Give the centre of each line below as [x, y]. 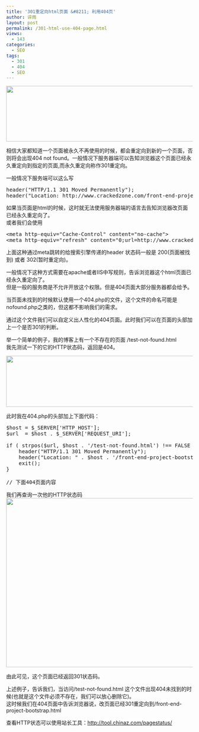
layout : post [22, 23]
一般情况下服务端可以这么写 [40, 178]
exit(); [30, 464]
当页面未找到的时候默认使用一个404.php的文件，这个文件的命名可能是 [92, 300]
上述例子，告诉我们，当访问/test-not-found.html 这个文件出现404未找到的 [96, 689]
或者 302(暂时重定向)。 [43, 260]
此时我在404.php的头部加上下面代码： [53, 416]
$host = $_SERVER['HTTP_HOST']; [53, 428]
